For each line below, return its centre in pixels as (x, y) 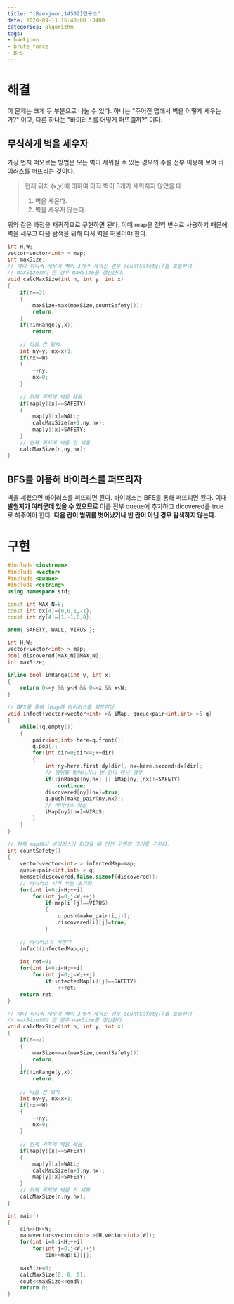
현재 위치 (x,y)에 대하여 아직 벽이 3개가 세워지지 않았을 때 (103, 186)
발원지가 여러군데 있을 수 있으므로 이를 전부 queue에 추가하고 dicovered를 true (116, 506)
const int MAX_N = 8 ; (36, 604)
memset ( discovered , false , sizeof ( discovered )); (89, 877)
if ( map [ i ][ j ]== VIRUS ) (77, 903)
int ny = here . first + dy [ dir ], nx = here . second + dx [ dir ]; (124, 766)
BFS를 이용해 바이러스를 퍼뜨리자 (75, 479)
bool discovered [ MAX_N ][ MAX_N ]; (54, 656)
